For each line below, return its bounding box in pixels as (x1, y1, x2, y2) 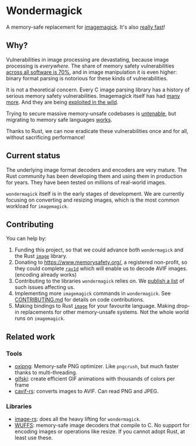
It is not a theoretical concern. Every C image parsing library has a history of (6, 86, 190, 93)
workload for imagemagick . (6, 202, 69, 209)
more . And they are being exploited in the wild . (6, 98, 119, 105)
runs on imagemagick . (14, 315, 66, 322)
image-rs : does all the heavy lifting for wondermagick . (14, 416, 141, 423)
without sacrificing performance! (6, 134, 85, 141)
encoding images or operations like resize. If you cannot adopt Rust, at (14, 428, 185, 435)
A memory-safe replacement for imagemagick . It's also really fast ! (6, 23, 166, 30)
